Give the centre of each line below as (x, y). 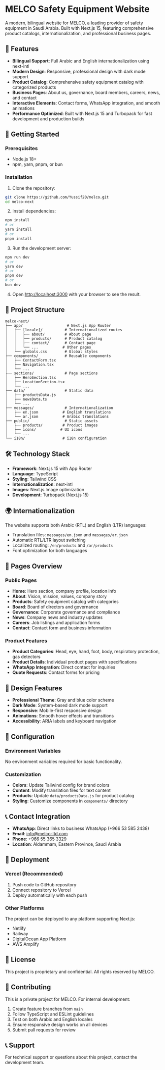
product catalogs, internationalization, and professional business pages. (78, 33)
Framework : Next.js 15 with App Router (52, 468)
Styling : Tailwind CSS (34, 479)
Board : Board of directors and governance (55, 607)
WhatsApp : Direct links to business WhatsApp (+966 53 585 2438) (81, 828)
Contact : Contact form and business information (62, 628)
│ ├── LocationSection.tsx (35, 382)
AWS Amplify (26, 944)
